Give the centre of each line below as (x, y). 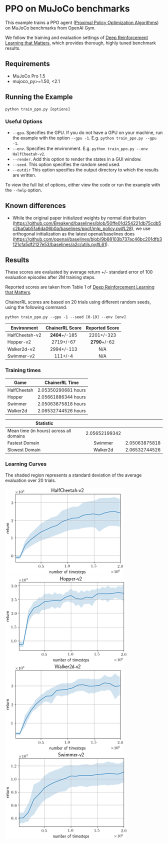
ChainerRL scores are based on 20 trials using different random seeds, (78, 302)
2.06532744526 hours (61, 411)
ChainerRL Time (61, 382)
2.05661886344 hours (61, 397)
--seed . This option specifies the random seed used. (66, 164)
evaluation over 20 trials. (31, 480)
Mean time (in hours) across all (39, 430)
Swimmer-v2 (21, 356)
